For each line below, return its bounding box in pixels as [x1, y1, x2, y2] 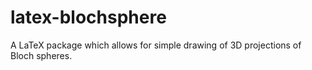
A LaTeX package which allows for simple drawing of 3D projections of [10, 39, 302, 51]
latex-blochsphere [10, 6, 167, 29]
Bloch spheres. [10, 49, 73, 61]
